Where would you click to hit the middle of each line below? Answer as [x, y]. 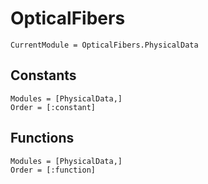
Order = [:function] [53, 170]
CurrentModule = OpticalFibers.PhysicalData [104, 45]
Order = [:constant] [53, 107]
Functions [42, 138]
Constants [43, 75]
